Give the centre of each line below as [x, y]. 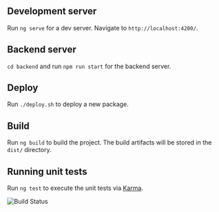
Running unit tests [47, 171]
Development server [52, 11]
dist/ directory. [29, 150]
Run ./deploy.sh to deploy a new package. [68, 104]
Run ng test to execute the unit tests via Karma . [75, 188]
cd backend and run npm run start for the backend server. [89, 66]
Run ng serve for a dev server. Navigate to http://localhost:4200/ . [103, 28]
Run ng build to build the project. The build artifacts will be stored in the [109, 142]
